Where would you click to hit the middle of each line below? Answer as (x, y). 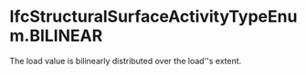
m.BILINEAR (56, 36)
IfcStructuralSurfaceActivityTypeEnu (153, 17)
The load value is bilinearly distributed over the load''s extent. (126, 61)
